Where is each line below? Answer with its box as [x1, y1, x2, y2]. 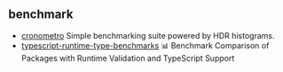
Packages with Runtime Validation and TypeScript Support [20, 53, 235, 63]
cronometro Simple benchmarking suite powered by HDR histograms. [20, 30, 275, 40]
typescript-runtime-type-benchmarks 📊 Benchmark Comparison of [20, 40, 270, 51]
